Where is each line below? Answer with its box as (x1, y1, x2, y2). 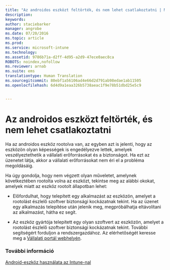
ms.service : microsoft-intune (5, 45, 69, 50)
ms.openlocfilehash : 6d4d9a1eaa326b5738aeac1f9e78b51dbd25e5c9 (5, 83, 142, 88)
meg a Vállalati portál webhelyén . (12, 235, 82, 241)
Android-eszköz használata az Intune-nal (5, 259, 91, 265)
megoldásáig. (5, 163, 34, 169)
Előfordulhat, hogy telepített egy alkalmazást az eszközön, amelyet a (12, 193, 156, 199)
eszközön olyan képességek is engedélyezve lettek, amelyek (5, 146, 133, 152)
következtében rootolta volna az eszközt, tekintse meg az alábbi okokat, (5, 178, 155, 184)
